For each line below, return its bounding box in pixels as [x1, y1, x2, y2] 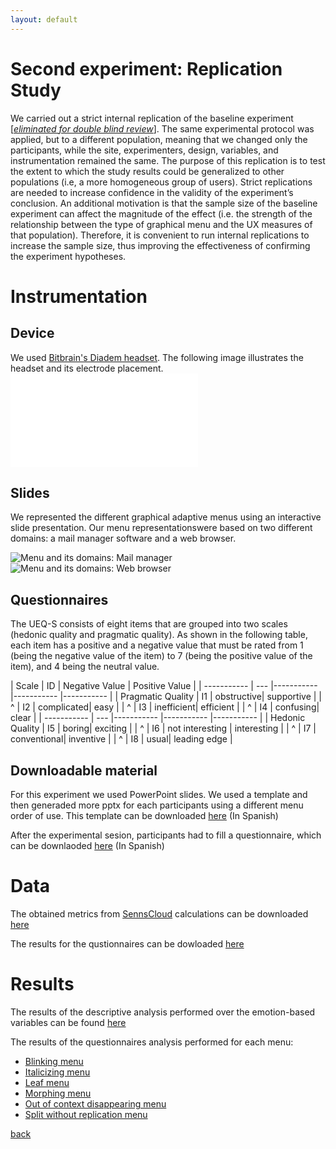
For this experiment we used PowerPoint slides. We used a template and [10, 789, 308, 800]
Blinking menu [24, 1055, 84, 1067]
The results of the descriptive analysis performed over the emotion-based [10, 1006, 316, 1018]
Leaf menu [24, 1076, 70, 1088]
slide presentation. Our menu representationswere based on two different [10, 522, 313, 534]
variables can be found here [10, 1016, 127, 1028]
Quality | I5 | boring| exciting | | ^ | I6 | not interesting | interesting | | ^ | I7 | [10, 722, 317, 735]
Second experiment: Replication [10, 57, 283, 80]
